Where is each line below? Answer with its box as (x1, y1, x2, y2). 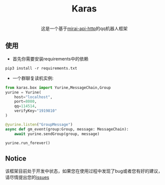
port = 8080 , (14, 99, 37, 104)
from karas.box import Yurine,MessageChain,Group (5, 85, 111, 90)
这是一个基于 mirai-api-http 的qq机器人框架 (41, 25, 128, 31)
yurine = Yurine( (5, 89, 42, 95)
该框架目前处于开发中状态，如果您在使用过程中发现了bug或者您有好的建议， (5, 168, 163, 174)
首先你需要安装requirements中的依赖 (12, 55, 89, 61)
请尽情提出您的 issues (5, 174, 49, 180)
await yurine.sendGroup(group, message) (14, 131, 100, 136)
